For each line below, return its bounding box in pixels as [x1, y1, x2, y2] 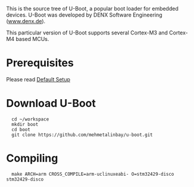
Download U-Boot [6, 97, 96, 110]
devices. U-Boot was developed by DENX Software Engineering [6, 11, 162, 18]
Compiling [6, 151, 58, 165]
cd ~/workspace [11, 116, 49, 122]
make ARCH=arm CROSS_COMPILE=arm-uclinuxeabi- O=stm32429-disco [11, 171, 174, 177]
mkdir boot [11, 121, 39, 127]
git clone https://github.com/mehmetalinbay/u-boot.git [11, 132, 153, 138]
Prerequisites [6, 56, 74, 70]
